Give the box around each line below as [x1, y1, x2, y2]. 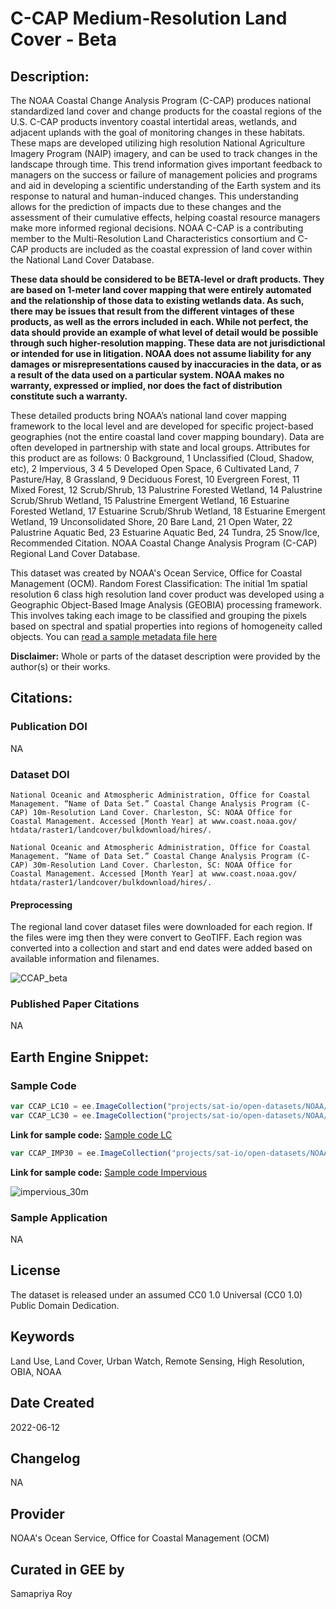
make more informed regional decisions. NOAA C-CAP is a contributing [10, 222, 304, 234]
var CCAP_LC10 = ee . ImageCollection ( [10, 1102, 168, 1112]
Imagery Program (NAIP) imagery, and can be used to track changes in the [10, 148, 318, 159]
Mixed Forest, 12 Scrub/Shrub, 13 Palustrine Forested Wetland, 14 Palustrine [10, 484, 323, 496]
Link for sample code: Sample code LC [10, 1128, 173, 1141]
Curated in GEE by [10, 1561, 125, 1578]
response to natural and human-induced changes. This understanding [10, 190, 299, 202]
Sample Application [10, 1210, 108, 1224]
